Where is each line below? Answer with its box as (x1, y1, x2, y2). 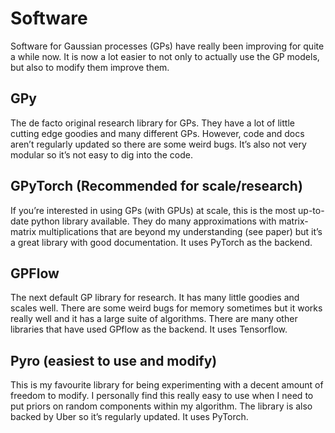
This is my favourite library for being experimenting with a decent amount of (10, 379, 324, 391)
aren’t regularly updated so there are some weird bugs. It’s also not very (10, 138, 307, 150)
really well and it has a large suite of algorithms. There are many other (10, 313, 298, 325)
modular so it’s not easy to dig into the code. (10, 148, 193, 161)
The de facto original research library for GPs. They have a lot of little (10, 117, 295, 129)
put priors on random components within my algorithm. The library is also (10, 400, 313, 412)
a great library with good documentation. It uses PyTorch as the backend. (10, 236, 313, 248)
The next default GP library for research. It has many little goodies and (10, 292, 300, 304)
